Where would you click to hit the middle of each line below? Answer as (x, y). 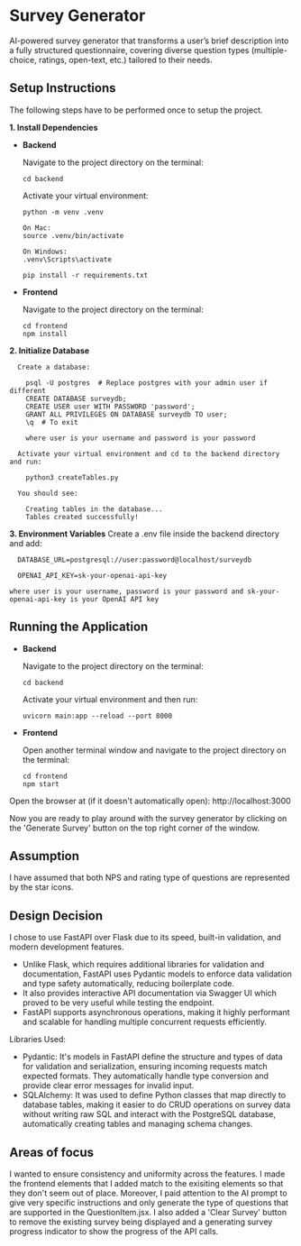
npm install (45, 334)
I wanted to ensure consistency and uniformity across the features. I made (147, 1174)
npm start (41, 784)
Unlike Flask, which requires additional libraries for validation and (143, 965)
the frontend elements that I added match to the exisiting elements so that (146, 1183)
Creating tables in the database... (95, 509)
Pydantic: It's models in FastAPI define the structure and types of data (152, 1057)
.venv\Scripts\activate (67, 259)
